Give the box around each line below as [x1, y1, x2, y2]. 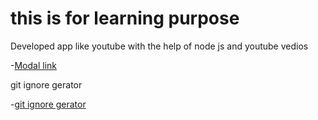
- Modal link [10, 59, 57, 71]
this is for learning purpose [10, 7, 240, 30]
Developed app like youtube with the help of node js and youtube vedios [10, 40, 309, 52]
